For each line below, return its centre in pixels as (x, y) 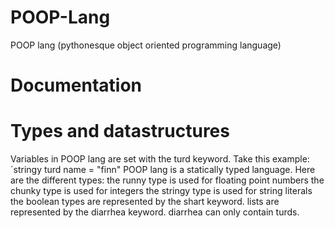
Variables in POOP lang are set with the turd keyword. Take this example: (160, 159)
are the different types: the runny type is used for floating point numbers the (167, 180)
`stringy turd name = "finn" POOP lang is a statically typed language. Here (163, 170)
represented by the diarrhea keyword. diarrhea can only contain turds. (155, 212)
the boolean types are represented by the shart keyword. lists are (145, 202)
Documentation (76, 85)
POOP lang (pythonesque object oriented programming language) (146, 45)
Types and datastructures (120, 131)
